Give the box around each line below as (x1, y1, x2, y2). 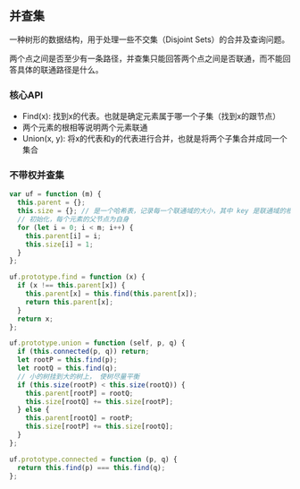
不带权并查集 (9, 169, 65, 182)
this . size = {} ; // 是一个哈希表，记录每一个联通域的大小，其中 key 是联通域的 (17, 207, 287, 216)
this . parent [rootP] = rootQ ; (25, 389, 134, 398)
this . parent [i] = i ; (25, 231, 102, 240)
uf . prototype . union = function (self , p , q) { (9, 339, 186, 347)
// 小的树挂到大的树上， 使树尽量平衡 (17, 372, 140, 381)
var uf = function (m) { (9, 190, 102, 199)
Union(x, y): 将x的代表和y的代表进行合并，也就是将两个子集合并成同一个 (21, 133, 287, 144)
